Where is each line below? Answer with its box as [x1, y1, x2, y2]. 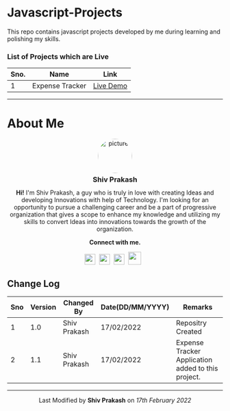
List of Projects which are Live [7, 51, 110, 61]
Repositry [175, 319, 207, 328]
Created [175, 327, 202, 336]
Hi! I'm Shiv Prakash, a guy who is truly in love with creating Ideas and [16, 188, 214, 197]
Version [30, 303, 57, 312]
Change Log [7, 277, 60, 289]
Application [175, 355, 213, 364]
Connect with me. [88, 238, 142, 246]
